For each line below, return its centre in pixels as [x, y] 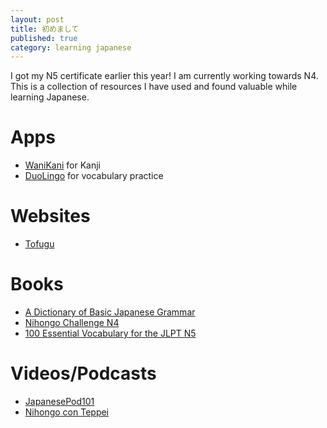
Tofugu [39, 244]
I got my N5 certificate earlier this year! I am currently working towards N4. [164, 76]
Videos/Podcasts [83, 373]
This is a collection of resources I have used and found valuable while [154, 87]
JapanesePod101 [59, 401]
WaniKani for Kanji [62, 165]
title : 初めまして [45, 29]
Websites [50, 216]
